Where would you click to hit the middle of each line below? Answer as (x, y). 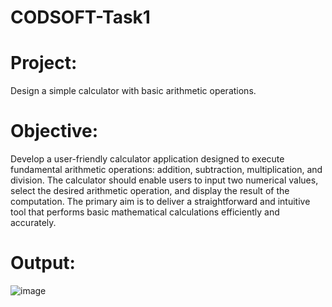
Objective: (54, 131)
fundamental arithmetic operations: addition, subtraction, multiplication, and (166, 170)
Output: (43, 263)
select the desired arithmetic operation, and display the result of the (150, 191)
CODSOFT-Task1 (80, 17)
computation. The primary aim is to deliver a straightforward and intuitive (160, 202)
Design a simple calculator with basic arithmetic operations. (133, 91)
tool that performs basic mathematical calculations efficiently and (145, 212)
